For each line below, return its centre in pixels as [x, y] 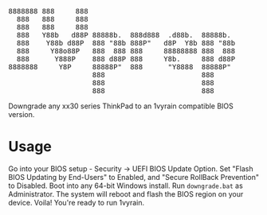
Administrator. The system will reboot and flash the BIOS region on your [126, 193]
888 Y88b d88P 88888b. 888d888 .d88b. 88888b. [124, 35]
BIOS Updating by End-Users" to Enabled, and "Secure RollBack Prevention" [134, 177]
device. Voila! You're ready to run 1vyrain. [77, 202]
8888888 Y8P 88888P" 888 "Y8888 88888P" [120, 67]
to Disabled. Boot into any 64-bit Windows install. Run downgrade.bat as [126, 186]
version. [22, 114]
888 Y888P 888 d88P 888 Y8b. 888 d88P [126, 59]
